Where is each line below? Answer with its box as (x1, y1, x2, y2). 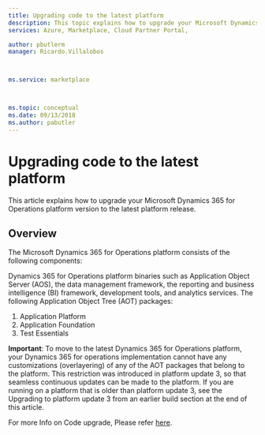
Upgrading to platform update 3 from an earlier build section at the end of (8, 394, 248, 403)
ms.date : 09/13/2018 (8, 111, 77, 119)
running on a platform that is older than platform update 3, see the (8, 386, 222, 396)
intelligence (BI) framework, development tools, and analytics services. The (8, 288, 254, 298)
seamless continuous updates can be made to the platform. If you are (8, 377, 234, 387)
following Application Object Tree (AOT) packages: (8, 297, 174, 306)
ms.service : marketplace (8, 76, 90, 84)
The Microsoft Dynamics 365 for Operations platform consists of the (8, 248, 230, 257)
